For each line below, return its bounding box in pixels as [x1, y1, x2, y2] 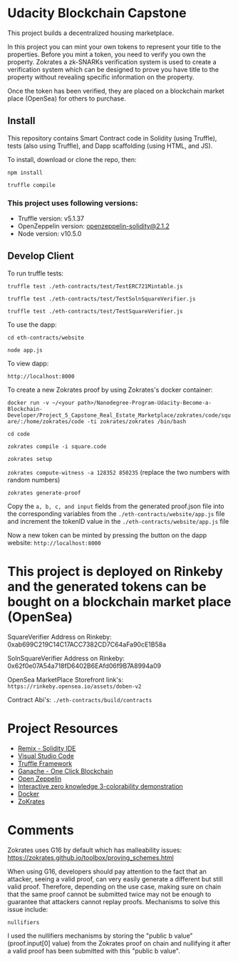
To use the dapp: [7, 320, 57, 329]
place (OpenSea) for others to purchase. [7, 94, 126, 103]
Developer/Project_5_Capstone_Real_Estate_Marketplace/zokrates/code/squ [7, 412, 232, 419]
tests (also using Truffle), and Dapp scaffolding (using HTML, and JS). [7, 141, 213, 150]
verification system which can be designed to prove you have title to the [7, 65, 219, 74]
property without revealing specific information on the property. [7, 73, 195, 81]
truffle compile [7, 181, 56, 188]
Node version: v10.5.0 [17, 230, 82, 238]
